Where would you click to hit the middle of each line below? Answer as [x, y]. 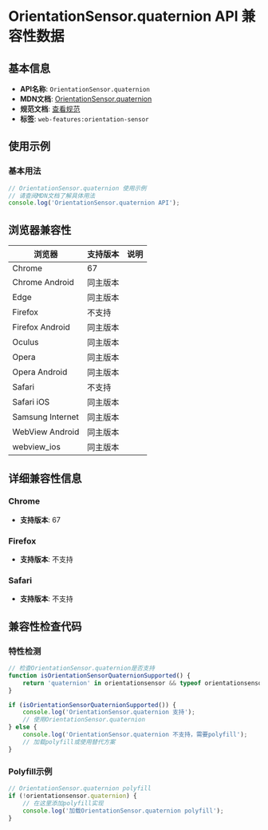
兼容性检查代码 [45, 626]
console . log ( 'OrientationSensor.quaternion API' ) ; [94, 203]
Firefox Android [41, 327]
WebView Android [46, 432]
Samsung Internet [46, 417]
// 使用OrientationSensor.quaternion [84, 720]
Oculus [26, 342]
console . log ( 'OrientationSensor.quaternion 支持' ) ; [109, 712]
